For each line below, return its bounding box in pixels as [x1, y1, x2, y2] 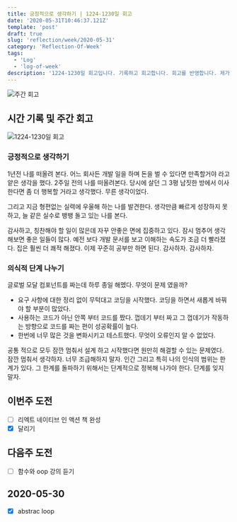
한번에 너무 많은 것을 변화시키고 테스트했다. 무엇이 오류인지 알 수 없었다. [17, 330, 216, 340]
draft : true [7, 30, 42, 37]
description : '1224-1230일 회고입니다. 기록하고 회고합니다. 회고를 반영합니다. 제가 [7, 69, 230, 76]
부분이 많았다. [33, 304, 71, 313]
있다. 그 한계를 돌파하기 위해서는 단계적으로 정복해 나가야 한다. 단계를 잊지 [20, 364, 224, 372]
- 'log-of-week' [13, 63, 62, 70]
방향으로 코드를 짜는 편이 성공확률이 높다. [25, 322, 139, 330]
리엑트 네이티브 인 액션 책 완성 [17, 415, 101, 424]
